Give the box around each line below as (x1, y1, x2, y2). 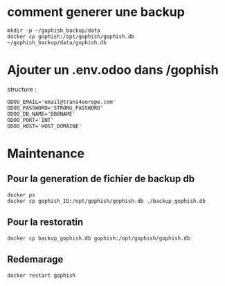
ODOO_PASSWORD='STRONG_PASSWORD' (7, 105, 104, 111)
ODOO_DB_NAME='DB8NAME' (7, 110, 76, 118)
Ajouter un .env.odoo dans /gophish (7, 62, 219, 78)
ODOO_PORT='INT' (7, 116, 54, 123)
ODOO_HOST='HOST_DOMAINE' (7, 123, 82, 129)
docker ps (7, 191, 36, 198)
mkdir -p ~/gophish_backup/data (7, 27, 100, 34)
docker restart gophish (7, 271, 76, 279)
